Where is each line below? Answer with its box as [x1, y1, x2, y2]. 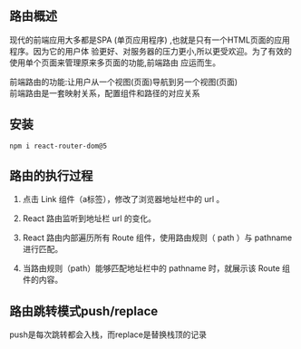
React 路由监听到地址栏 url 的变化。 [22, 213, 157, 224]
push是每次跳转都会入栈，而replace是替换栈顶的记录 [9, 329, 207, 340]
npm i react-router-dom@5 [9, 141, 107, 150]
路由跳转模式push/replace [9, 303, 159, 319]
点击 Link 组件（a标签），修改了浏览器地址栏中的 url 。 [22, 194, 225, 205]
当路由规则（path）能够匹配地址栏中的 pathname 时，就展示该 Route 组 [22, 263, 291, 274]
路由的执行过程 [9, 169, 93, 184]
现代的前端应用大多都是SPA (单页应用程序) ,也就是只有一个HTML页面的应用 [9, 34, 290, 45]
